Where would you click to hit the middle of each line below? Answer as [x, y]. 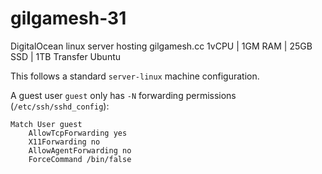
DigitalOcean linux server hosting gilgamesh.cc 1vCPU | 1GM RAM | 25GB [161, 46]
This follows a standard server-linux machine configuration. [135, 76]
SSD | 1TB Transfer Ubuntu [66, 56]
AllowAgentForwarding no [80, 150]
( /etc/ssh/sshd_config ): [60, 106]
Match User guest [46, 124]
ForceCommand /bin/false [80, 159]
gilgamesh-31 [68, 18]
